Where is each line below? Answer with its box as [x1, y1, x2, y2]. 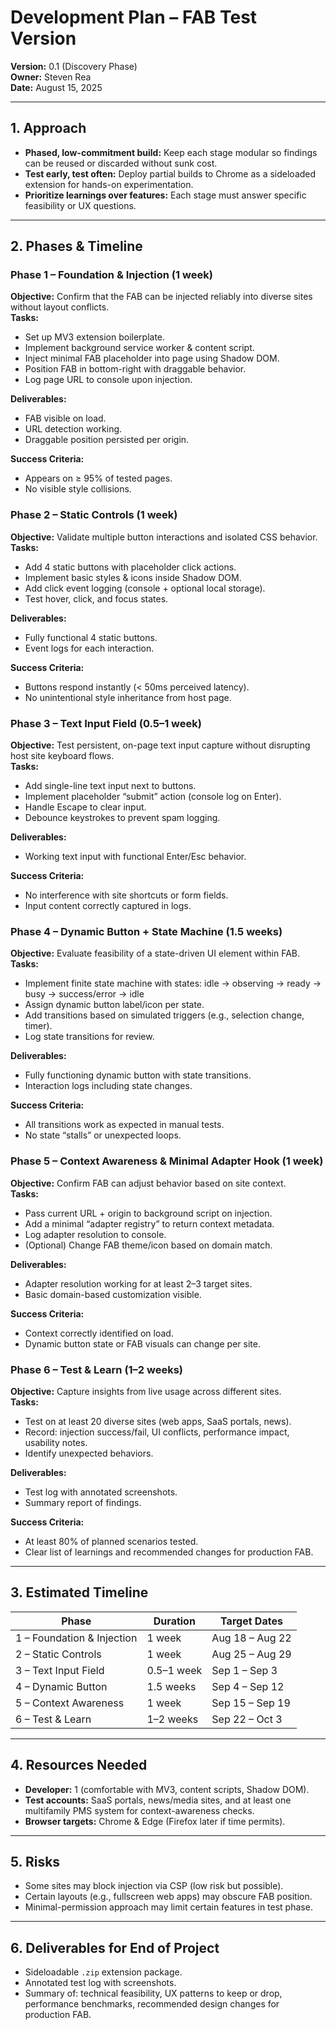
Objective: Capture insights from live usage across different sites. [10, 1385, 282, 1397]
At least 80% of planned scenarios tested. [24, 1535, 199, 1547]
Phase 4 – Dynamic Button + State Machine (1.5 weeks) [10, 924, 283, 938]
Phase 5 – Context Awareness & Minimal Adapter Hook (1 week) [10, 1154, 324, 1168]
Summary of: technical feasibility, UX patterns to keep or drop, [24, 1987, 283, 2000]
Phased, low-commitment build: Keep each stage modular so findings [24, 146, 318, 158]
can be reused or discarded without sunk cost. [24, 157, 218, 169]
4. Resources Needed [10, 1757, 148, 1774]
